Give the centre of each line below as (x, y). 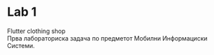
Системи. (21, 45)
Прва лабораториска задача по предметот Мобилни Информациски (107, 38)
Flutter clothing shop (36, 31)
